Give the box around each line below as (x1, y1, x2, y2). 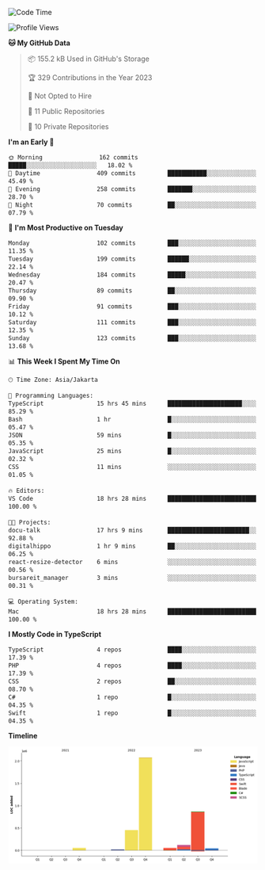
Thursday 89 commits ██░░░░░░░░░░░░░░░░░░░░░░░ (8, 287, 257, 295)
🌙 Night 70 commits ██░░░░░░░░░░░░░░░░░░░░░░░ (8, 201, 257, 209)
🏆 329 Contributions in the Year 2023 (27, 73, 153, 82)
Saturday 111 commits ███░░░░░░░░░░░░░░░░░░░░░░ (8, 319, 257, 326)
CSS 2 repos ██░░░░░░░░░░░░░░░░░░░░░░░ (8, 677, 257, 685)
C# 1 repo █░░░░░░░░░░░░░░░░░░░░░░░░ (8, 693, 257, 701)
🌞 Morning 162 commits (8, 154, 138, 162)
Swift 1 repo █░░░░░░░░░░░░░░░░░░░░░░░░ (8, 709, 257, 717)
